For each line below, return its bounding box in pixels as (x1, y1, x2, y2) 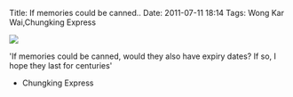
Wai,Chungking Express (9, 17, 96, 28)
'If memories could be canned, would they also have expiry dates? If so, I (9, 51, 277, 61)
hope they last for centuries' (9, 61, 113, 70)
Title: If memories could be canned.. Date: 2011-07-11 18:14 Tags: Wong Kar (9, 8, 284, 18)
